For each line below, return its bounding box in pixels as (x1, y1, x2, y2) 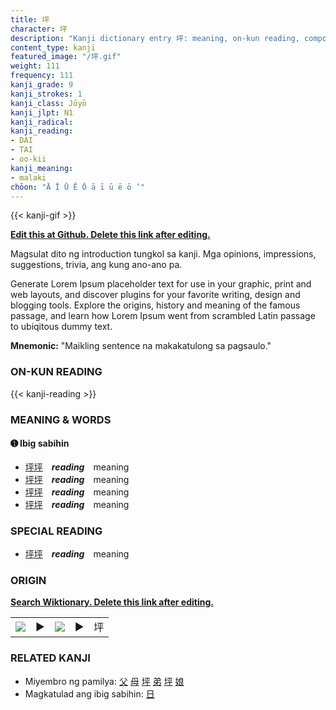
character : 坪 (10, 24, 68, 34)
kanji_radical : (10, 117, 74, 127)
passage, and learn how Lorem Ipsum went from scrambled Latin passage (10, 310, 316, 322)
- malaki (10, 172, 47, 183)
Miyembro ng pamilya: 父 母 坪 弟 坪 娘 (24, 675, 185, 687)
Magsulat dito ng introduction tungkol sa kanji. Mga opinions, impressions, (10, 248, 317, 260)
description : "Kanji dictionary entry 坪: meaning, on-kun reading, (10, 33, 300, 43)
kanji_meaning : (10, 163, 74, 173)
